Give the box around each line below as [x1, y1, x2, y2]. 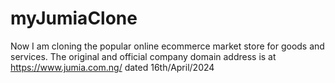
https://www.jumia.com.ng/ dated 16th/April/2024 [10, 61, 215, 73]
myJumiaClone [10, 7, 138, 30]
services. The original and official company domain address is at [10, 50, 277, 62]
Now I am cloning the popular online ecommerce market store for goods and [10, 40, 325, 52]
